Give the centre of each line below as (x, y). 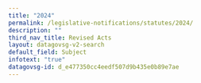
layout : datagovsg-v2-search (56, 45)
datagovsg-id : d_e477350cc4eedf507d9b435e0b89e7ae (94, 67)
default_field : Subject (48, 52)
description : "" (35, 30)
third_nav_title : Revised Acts (60, 38)
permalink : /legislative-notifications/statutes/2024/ (101, 23)
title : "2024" (32, 15)
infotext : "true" (37, 60)
